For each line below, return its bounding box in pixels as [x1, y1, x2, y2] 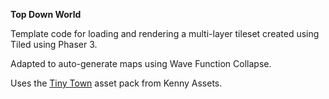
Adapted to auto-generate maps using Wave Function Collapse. [10, 58, 272, 69]
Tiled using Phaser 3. [10, 39, 98, 50]
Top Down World [10, 9, 82, 20]
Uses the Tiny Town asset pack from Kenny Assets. [10, 77, 223, 89]
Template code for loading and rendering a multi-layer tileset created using [10, 28, 320, 39]
